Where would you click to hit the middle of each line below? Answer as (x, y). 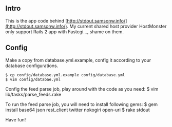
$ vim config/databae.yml (33, 79)
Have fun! (16, 119)
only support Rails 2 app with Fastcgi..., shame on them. (65, 31)
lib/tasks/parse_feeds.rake (33, 94)
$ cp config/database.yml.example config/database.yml (65, 75)
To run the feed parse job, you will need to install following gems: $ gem (82, 104)
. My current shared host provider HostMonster (117, 26)
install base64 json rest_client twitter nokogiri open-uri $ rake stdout (78, 110)
